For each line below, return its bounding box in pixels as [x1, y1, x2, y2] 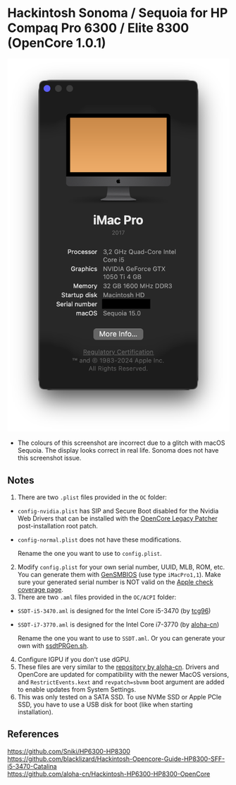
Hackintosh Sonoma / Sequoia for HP [7, 5, 228, 21]
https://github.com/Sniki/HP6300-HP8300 [7, 747, 130, 755]
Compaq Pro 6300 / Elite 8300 [7, 20, 190, 36]
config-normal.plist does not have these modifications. [17, 535, 182, 544]
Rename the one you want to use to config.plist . [17, 549, 162, 558]
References [7, 728, 59, 740]
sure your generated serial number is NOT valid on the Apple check [17, 578, 213, 586]
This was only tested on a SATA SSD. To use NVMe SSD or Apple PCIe [17, 693, 222, 702]
